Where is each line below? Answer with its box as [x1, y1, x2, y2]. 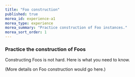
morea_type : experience [5, 20, 54, 26]
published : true [5, 12, 38, 17]
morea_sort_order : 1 [5, 30, 47, 35]
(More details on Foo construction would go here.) [5, 66, 106, 72]
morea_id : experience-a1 [5, 16, 56, 21]
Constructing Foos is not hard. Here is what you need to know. [5, 57, 130, 63]
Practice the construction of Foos [5, 46, 86, 53]
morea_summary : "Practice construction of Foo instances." [5, 25, 128, 30]
